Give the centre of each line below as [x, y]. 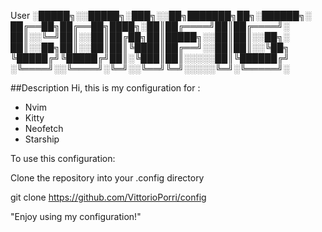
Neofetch [44, 128]
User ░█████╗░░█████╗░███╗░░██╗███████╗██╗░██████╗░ [161, 15]
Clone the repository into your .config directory [107, 178]
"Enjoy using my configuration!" [76, 216]
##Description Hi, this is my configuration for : [105, 88]
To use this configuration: [63, 158]
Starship [42, 139]
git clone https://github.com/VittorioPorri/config [108, 197]
